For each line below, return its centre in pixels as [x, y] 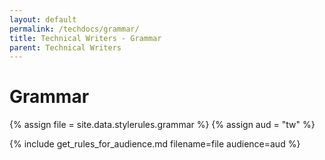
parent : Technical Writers [65, 47]
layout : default [43, 19]
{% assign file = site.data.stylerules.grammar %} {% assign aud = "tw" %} [162, 125]
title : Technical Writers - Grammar [85, 38]
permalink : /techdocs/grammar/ [74, 29]
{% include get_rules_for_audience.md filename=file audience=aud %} [155, 144]
